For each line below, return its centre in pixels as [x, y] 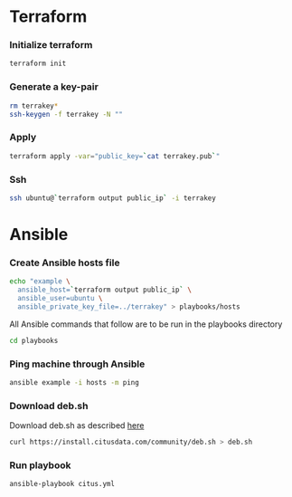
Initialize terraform [51, 45]
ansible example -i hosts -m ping [75, 382]
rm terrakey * [34, 106]
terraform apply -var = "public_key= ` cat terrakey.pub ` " [115, 156]
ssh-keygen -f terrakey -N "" [66, 114]
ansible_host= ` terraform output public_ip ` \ [105, 290]
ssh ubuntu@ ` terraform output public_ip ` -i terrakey [113, 198]
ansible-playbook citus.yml [62, 484]
